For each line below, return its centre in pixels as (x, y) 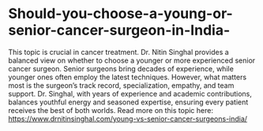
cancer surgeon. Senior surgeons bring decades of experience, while (121, 68)
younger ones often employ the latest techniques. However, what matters (128, 77)
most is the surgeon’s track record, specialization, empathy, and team (121, 85)
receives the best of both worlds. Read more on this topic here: (111, 110)
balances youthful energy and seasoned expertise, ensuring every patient (128, 102)
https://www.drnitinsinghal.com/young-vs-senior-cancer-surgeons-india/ (128, 118)
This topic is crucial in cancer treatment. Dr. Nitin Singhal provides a (118, 52)
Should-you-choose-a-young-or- (120, 14)
